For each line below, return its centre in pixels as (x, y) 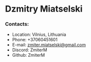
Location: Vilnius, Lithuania (39, 34)
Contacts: (17, 24)
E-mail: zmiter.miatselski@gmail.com (49, 45)
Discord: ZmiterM (29, 50)
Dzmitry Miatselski (44, 9)
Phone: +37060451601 (35, 40)
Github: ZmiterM (28, 55)
